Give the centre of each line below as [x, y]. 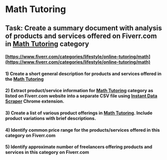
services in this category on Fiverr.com [47, 152]
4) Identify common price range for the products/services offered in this [82, 130]
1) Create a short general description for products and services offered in [83, 73]
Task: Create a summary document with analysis [84, 28]
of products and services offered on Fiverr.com [81, 36]
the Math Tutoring [24, 79]
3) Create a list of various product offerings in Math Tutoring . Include [79, 113]
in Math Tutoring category [47, 44]
